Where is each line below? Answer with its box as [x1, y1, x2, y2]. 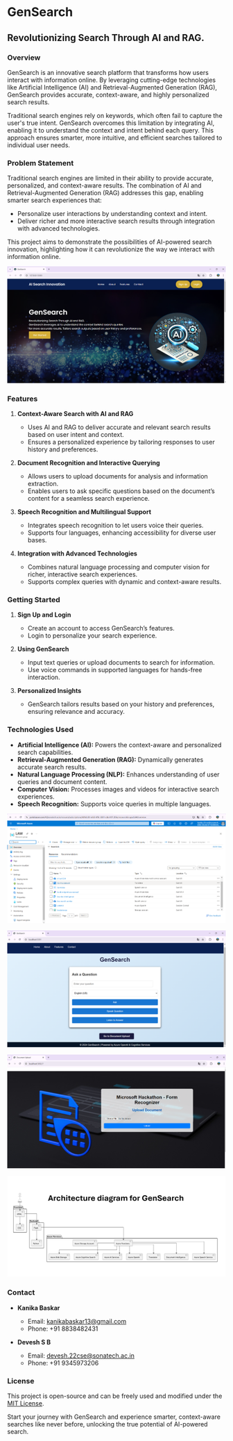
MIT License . [7, 1399, 44, 1407]
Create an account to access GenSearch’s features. [27, 624, 175, 633]
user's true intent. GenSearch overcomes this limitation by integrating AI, [7, 119, 215, 127]
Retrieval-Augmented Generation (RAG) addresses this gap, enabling [7, 189, 204, 197]
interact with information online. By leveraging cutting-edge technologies [7, 76, 216, 84]
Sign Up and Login [17, 610, 71, 619]
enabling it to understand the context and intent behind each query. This [7, 126, 214, 134]
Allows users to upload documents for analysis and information [27, 472, 208, 480]
